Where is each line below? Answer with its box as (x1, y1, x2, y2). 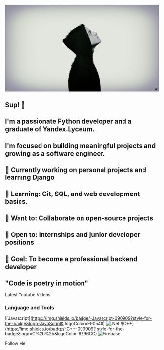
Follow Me (5, 340, 26, 346)
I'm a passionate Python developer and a (5, 117, 132, 126)
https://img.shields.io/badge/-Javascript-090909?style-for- (32, 315, 152, 321)
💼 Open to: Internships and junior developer (5, 231, 141, 239)
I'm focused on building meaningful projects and (5, 141, 156, 150)
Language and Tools (5, 304, 55, 311)
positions (5, 238, 34, 247)
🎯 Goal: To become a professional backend (5, 255, 138, 263)
